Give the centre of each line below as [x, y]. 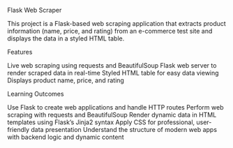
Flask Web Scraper [35, 10]
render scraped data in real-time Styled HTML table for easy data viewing [113, 73]
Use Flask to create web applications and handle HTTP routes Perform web [116, 107]
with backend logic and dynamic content [66, 137]
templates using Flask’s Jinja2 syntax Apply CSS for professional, [101, 122]
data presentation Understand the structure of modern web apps [124, 129]
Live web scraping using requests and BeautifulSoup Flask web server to [112, 65]
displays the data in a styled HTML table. [66, 38]
